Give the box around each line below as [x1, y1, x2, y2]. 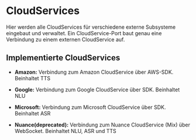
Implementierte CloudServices [6, 53, 121, 63]
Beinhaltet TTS [14, 74, 51, 81]
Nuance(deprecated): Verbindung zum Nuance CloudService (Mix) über [14, 121, 191, 128]
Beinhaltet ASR [14, 110, 51, 117]
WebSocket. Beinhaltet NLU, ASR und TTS [14, 127, 117, 134]
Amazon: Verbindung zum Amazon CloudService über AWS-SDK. [14, 69, 174, 76]
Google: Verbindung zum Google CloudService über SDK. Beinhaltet [14, 86, 180, 93]
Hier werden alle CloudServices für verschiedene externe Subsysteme [6, 23, 176, 30]
